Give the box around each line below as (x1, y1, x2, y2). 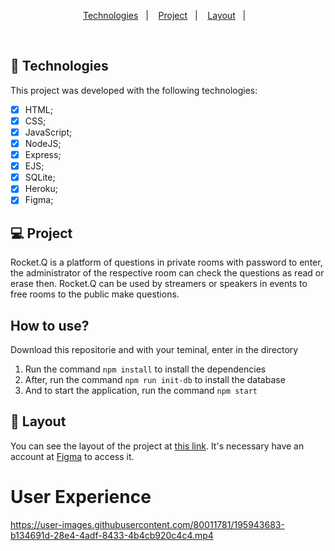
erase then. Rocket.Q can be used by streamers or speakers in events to (10, 278, 308, 290)
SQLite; (24, 171, 56, 184)
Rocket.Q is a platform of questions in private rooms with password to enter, (10, 256, 323, 269)
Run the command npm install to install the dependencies (24, 363, 267, 375)
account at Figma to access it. (10, 450, 135, 462)
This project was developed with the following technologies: (10, 84, 258, 96)
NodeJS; (24, 138, 62, 149)
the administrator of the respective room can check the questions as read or (10, 267, 325, 279)
